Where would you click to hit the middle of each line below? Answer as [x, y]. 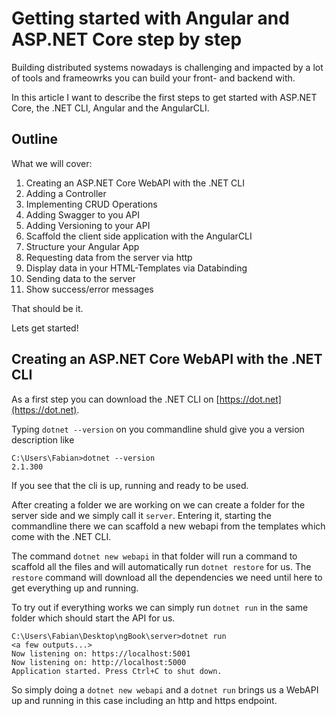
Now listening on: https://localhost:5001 [101, 653]
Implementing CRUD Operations [91, 204]
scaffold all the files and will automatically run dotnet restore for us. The [161, 566]
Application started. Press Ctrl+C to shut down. [117, 671]
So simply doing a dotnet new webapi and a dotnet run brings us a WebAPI [165, 689]
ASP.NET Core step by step [127, 39]
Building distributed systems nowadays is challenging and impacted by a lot [167, 67]
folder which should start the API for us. [93, 618]
